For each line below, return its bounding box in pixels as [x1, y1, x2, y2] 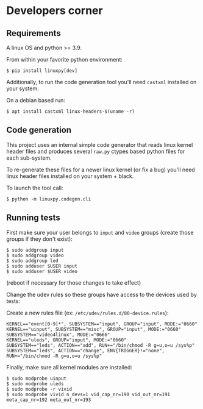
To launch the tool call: [6, 184, 63, 191]
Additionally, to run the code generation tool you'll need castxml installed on [6, 79, 197, 85]
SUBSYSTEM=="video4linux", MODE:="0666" [6, 332, 111, 338]
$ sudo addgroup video [6, 252, 64, 258]
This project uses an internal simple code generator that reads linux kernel [6, 141, 193, 148]
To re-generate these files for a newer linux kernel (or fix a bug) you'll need [6, 166, 195, 173]
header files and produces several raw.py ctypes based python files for [6, 148, 185, 155]
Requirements [6, 28, 61, 38]
